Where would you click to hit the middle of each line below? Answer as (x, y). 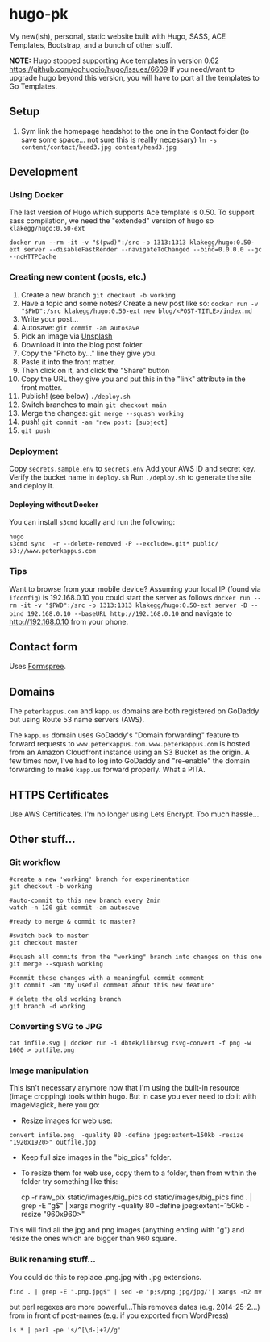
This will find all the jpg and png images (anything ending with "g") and (127, 1230)
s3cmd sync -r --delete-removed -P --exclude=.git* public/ (114, 544)
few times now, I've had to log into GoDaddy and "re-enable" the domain (130, 761)
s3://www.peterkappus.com (52, 551)
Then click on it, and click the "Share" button (95, 370)
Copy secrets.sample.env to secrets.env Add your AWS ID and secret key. (133, 469)
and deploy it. (32, 486)
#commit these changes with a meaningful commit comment (107, 978)
